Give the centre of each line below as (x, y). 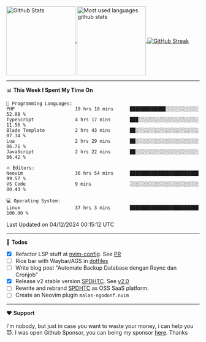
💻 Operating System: (34, 201)
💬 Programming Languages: (39, 104)
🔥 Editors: (21, 168)
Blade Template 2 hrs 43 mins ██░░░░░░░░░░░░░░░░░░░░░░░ (103, 131)
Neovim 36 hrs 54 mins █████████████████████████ (103, 173)
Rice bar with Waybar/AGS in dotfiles (62, 261)
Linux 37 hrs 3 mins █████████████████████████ (103, 208)
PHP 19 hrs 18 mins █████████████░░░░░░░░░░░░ (103, 109)
